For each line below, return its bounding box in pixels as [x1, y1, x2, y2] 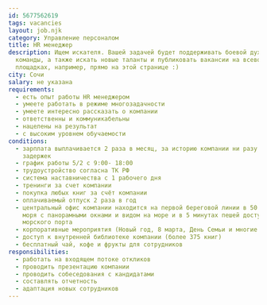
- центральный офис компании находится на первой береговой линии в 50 [15, 203, 258, 211]
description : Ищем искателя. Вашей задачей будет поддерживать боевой [8, 48, 247, 56]
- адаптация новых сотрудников [15, 285, 119, 293]
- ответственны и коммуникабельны [15, 115, 130, 123]
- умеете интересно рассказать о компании [15, 108, 158, 116]
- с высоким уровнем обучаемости [15, 129, 126, 137]
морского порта [22, 218, 73, 226]
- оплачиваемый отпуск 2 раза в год [15, 196, 137, 204]
